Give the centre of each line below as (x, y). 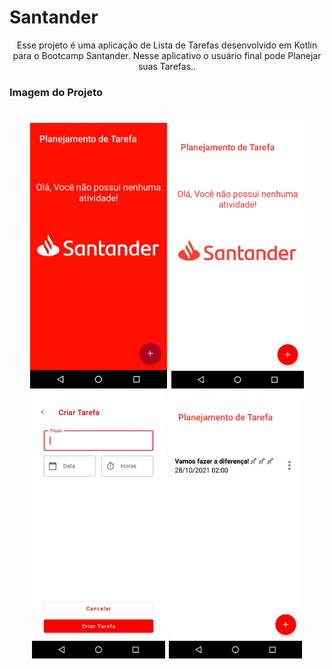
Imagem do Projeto (56, 92)
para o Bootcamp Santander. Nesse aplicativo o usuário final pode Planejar (167, 55)
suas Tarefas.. (167, 66)
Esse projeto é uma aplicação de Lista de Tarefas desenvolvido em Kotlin (167, 45)
